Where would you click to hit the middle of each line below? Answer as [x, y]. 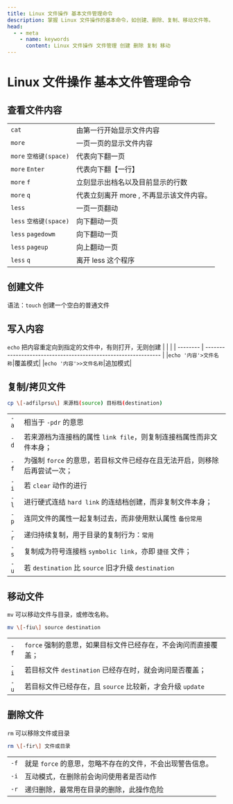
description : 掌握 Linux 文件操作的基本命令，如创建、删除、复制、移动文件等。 [111, 20]
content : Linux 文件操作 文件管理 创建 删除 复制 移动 [98, 46]
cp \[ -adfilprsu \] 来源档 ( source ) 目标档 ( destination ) [85, 403]
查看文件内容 [35, 110]
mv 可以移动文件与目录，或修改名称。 [60, 615]
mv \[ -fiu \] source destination [54, 628]
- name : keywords [45, 40]
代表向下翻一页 [101, 156]
